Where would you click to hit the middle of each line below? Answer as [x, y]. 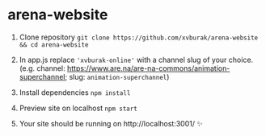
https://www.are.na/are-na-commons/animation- [148, 68]
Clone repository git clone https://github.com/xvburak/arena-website [139, 37]
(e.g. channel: [42, 68]
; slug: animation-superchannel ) [117, 76]
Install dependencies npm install [75, 92]
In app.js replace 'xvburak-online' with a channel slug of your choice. [136, 60]
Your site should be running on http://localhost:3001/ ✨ [111, 123]
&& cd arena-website [54, 45]
